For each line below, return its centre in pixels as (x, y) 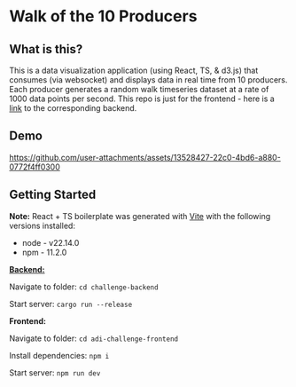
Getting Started (53, 195)
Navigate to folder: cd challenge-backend (84, 287)
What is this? (46, 49)
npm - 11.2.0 (44, 252)
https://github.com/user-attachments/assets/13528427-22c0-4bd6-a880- (145, 157)
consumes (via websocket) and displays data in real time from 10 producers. (148, 80)
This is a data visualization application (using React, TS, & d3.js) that (134, 70)
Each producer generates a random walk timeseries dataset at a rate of (139, 89)
